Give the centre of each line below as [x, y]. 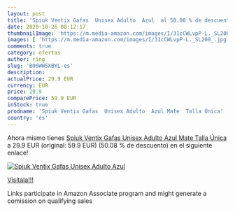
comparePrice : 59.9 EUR [42, 99]
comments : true [29, 46]
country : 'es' [28, 118]
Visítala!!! [20, 180]
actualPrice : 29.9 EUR [40, 79]
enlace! [18, 153]
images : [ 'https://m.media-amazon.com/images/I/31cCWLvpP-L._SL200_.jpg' [119, 40]
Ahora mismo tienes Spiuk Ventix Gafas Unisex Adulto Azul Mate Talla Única [117, 138]
